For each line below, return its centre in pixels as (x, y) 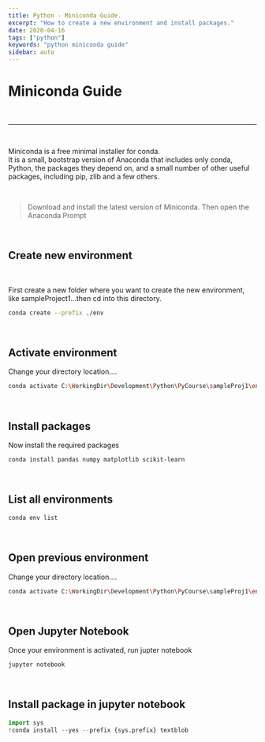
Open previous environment (78, 558)
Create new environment (70, 256)
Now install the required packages (64, 445)
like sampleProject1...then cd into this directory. (85, 298)
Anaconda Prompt (57, 215)
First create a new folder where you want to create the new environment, (127, 290)
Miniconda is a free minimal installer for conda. (84, 151)
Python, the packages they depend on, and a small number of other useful (129, 168)
